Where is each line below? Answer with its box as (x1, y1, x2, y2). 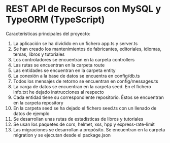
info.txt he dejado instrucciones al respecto (13, 89, 105, 95)
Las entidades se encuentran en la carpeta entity (13, 67, 116, 74)
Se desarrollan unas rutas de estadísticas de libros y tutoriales (13, 116, 144, 122)
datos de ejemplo (13, 110, 50, 117)
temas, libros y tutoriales (13, 51, 65, 57)
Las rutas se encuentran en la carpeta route (13, 62, 105, 68)
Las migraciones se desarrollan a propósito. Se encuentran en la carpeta (13, 126, 165, 132)
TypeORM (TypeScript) (6, 14, 105, 25)
